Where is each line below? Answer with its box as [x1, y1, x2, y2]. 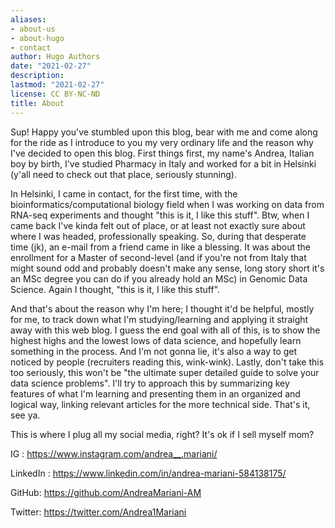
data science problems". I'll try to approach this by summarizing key [10, 377, 290, 389]
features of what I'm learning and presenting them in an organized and [10, 387, 301, 400]
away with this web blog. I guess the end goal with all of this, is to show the [10, 324, 321, 336]
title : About [10, 98, 65, 108]
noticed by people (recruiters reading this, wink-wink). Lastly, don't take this [10, 356, 325, 368]
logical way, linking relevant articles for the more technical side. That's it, [10, 398, 311, 410]
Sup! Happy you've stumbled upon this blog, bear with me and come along [10, 126, 318, 138]
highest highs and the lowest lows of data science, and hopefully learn [10, 334, 302, 346]
